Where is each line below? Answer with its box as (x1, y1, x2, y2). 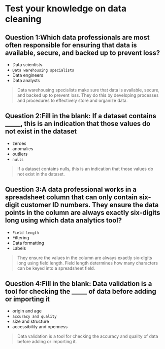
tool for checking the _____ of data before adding (5, 287, 157, 296)
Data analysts (12, 78, 40, 83)
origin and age (12, 308, 42, 314)
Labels (12, 245, 26, 251)
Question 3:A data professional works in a (5, 185, 137, 194)
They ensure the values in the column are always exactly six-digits (17, 255, 152, 261)
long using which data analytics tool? (5, 216, 122, 225)
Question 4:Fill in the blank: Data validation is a (5, 280, 152, 288)
